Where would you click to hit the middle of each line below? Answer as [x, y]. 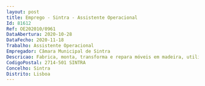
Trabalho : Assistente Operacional [50, 46]
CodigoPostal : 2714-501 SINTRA [46, 62]
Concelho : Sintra [28, 68]
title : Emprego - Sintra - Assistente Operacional [72, 18]
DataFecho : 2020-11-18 [35, 40]
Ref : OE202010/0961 [31, 29]
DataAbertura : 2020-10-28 [39, 35]
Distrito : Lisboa [28, 74]
